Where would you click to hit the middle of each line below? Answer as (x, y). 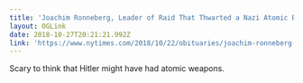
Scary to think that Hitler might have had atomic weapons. (117, 69)
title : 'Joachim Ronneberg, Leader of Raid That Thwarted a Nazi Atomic (149, 18)
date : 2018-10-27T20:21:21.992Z (70, 34)
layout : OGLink (38, 26)
